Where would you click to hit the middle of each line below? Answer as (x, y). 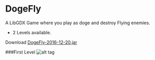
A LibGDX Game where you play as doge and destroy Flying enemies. (78, 23)
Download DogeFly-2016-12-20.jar (41, 42)
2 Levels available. (32, 32)
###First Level (20, 52)
